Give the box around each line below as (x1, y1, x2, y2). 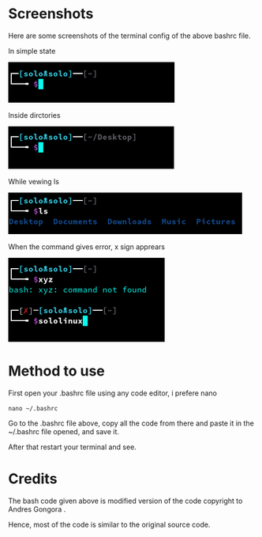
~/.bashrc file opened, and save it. (8, 426, 120, 436)
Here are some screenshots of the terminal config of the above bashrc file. (8, 31, 251, 40)
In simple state (8, 46, 56, 55)
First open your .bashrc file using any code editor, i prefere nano (8, 388, 217, 398)
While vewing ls (8, 176, 59, 186)
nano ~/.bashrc (8, 404, 58, 412)
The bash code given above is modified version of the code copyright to (8, 496, 243, 505)
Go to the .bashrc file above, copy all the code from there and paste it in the (8, 418, 254, 428)
